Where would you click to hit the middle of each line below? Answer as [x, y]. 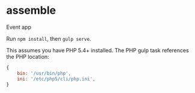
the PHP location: [28, 56]
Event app [19, 27]
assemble [31, 10]
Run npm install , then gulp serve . [49, 38]
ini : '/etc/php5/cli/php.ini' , [56, 79]
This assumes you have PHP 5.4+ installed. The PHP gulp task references [98, 50]
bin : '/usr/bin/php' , [44, 73]
